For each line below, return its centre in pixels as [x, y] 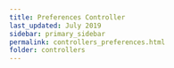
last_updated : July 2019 [55, 26]
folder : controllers [48, 50]
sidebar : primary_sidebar [57, 34]
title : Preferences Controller [67, 17]
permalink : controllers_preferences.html [87, 42]
